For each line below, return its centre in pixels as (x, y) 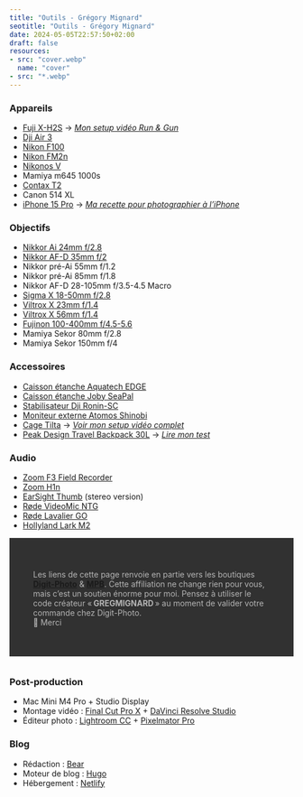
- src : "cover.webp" (48, 60)
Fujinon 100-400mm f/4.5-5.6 (77, 324)
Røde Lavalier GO (55, 515)
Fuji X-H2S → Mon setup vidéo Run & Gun (100, 128)
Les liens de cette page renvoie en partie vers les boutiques (144, 574)
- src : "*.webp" (40, 77)
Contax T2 (42, 185)
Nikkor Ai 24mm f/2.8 (62, 247)
